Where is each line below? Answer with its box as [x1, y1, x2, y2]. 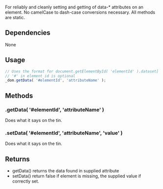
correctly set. [12, 178, 39, 184]
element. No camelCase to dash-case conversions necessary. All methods [5, 9, 156, 15]
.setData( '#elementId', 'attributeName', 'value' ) [5, 129, 123, 136]
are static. [5, 15, 25, 20]
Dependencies [5, 29, 50, 37]
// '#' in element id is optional [5, 73, 76, 78]
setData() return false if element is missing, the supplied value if [12, 173, 141, 179]
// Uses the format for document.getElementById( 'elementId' [5, 69, 135, 74]
